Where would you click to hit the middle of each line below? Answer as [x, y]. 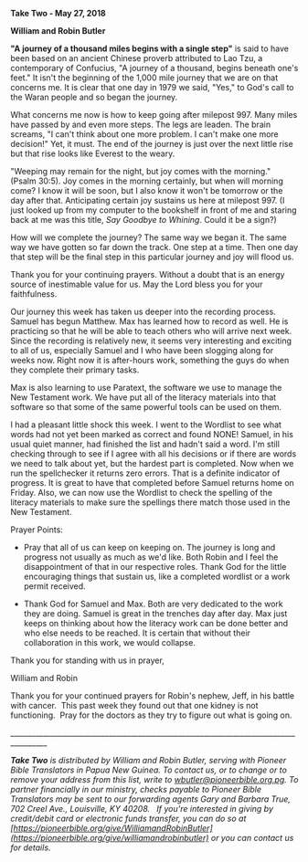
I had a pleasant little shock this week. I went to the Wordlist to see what [146, 425]
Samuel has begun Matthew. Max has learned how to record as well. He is [149, 321]
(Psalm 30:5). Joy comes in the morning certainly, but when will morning [147, 181]
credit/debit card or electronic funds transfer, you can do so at [128, 818]
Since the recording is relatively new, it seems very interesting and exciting [151, 341]
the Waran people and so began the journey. [94, 97]
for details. [31, 847]
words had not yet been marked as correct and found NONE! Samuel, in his [152, 434]
